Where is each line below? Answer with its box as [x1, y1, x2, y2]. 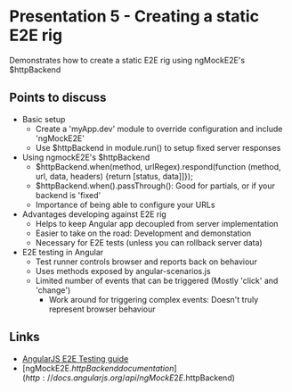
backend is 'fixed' [35, 189, 101, 200]
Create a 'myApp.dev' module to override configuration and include [35, 123, 283, 134]
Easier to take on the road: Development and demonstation [35, 228, 252, 238]
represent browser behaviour [48, 304, 156, 314]
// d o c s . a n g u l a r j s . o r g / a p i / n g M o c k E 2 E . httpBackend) [47, 372, 236, 383]
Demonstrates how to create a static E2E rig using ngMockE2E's [9, 54, 246, 65]
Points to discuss [9, 90, 107, 105]
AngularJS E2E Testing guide [21, 353, 129, 363]
